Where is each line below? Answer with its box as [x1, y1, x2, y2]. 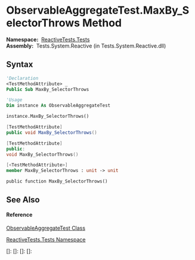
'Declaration [6, 75, 39, 81]
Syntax [6, 59, 33, 70]
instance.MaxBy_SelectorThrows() [6, 114, 89, 120]
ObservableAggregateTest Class [6, 224, 85, 231]
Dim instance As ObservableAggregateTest [6, 102, 111, 109]
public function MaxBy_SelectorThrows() [6, 178, 109, 184]
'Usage [6, 97, 23, 103]
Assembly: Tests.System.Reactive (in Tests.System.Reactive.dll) [6, 42, 166, 49]
